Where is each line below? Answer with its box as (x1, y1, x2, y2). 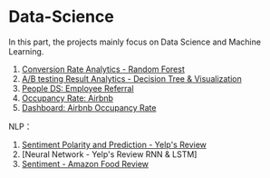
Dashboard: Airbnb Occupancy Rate (21, 102, 157, 113)
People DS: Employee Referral (21, 83, 134, 94)
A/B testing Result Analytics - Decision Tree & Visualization (21, 73, 242, 84)
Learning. (8, 45, 44, 56)
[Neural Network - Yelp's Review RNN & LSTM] (21, 148, 198, 160)
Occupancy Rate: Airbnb (21, 93, 114, 104)
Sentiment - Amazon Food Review (21, 158, 149, 169)
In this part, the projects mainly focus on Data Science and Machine (8, 36, 262, 47)
